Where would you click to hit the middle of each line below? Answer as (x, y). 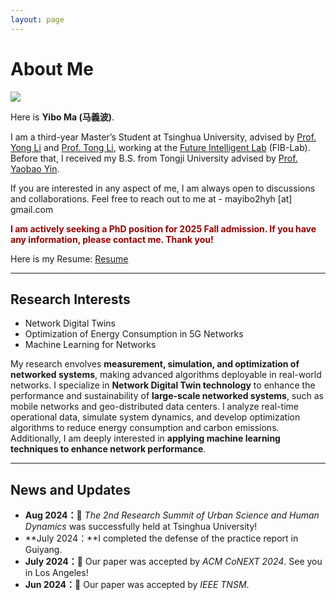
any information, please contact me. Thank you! (112, 239)
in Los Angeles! (56, 573)
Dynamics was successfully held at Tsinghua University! (141, 527)
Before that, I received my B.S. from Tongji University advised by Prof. (154, 158)
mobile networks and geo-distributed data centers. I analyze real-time (154, 407)
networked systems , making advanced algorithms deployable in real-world (166, 375)
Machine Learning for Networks (90, 345)
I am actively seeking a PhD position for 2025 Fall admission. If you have (163, 228)
